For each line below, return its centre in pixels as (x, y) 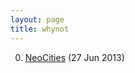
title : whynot (40, 29)
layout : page (37, 19)
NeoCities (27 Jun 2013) (74, 57)
